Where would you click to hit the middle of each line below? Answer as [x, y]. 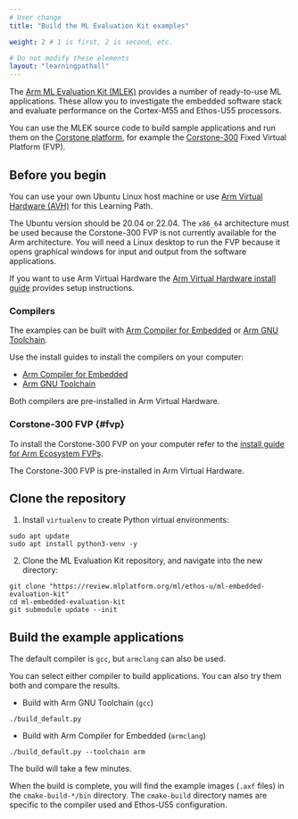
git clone [28, 587]
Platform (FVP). [37, 147]
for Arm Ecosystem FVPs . [57, 453]
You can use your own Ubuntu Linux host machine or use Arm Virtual [136, 196]
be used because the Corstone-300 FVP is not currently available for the [143, 232]
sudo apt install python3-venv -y [74, 544]
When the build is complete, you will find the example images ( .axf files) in [147, 786]
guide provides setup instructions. [72, 287]
